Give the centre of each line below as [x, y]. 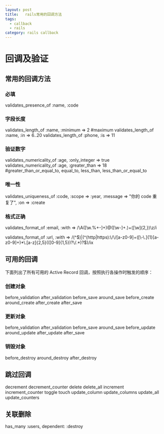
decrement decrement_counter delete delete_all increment [65, 387]
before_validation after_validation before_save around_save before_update [80, 327]
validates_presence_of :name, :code [42, 105]
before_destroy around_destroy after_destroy [51, 358]
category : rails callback [32, 33]
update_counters [22, 397]
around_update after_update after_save [45, 333]
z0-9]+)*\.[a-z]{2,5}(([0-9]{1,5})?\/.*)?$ [46, 243]
